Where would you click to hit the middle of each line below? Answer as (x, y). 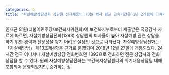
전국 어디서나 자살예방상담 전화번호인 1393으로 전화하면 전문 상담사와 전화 (87, 54)
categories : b (20, 10)
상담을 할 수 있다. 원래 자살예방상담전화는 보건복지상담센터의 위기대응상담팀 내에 (84, 60)
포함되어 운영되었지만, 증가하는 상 (38, 67)
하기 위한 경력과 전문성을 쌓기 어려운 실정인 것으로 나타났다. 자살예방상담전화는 (82, 42)
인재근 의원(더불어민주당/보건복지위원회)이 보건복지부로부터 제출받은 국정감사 (81, 29)
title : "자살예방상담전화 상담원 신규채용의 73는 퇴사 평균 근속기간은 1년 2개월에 (79, 14)
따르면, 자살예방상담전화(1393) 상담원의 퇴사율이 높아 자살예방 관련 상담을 (87, 35)
